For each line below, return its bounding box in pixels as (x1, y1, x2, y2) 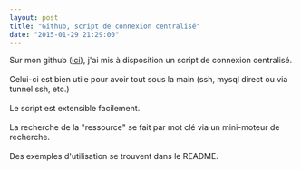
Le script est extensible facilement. (9, 103, 141, 114)
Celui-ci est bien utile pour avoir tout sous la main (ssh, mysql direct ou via (9, 74, 288, 85)
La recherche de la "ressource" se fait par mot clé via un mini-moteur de (9, 122, 280, 133)
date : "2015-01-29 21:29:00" (9, 30, 120, 39)
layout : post (9, 13, 59, 23)
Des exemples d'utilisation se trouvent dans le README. (9, 151, 219, 162)
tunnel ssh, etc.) (9, 83, 70, 95)
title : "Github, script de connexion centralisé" (9, 22, 201, 31)
